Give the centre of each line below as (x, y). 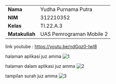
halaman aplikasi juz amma (33, 56)
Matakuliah (22, 34)
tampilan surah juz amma (31, 76)
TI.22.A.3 (51, 26)
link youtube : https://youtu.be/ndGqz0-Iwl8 (51, 47)
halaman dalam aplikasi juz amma (40, 66)
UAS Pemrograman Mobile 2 (74, 34)
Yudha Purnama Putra (66, 9)
